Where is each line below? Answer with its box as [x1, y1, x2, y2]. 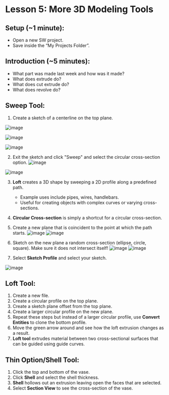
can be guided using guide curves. [12, 341, 85, 347]
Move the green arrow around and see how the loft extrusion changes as [12, 325, 164, 331]
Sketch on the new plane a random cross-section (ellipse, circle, [12, 239, 146, 246]
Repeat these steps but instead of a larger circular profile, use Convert [12, 314, 160, 320]
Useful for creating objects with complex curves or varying [20, 199, 143, 205]
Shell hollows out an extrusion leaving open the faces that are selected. [12, 380, 162, 386]
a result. [12, 330, 30, 336]
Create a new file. [12, 292, 49, 299]
